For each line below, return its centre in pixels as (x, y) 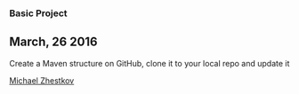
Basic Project (39, 13)
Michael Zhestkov (42, 80)
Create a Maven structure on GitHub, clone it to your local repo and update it (149, 63)
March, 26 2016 (53, 42)
